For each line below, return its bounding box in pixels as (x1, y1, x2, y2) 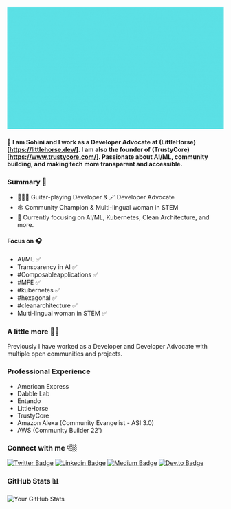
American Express (16, 382, 69, 391)
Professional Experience (7, 367, 91, 376)
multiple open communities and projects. (7, 349, 122, 358)
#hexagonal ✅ (16, 293, 58, 302)
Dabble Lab (16, 389, 50, 398)
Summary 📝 (7, 177, 47, 187)
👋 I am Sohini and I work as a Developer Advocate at (7, 138, 158, 147)
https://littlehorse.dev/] (9, 145, 79, 154)
